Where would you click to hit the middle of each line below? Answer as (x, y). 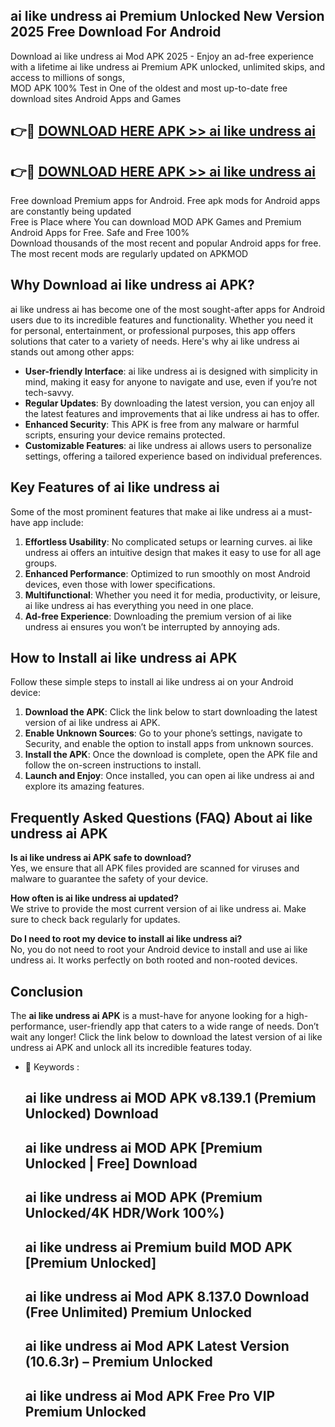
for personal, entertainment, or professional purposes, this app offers (153, 330)
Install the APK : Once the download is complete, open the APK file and (171, 755)
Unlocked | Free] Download (111, 1163)
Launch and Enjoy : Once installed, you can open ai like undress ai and (169, 776)
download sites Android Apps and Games (96, 98)
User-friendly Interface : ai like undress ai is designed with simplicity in (171, 371)
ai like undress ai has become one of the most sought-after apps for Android (168, 309)
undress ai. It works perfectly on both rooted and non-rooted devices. (154, 960)
